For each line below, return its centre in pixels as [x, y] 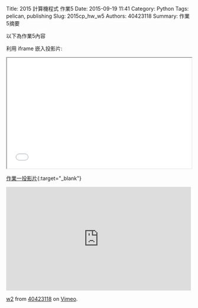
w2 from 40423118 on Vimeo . [42, 299]
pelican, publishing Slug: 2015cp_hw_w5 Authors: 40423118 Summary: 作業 [98, 16]
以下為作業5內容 [26, 36]
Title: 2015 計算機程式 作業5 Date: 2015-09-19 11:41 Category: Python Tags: [98, 9]
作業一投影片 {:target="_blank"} [44, 178]
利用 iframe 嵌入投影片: [35, 48]
